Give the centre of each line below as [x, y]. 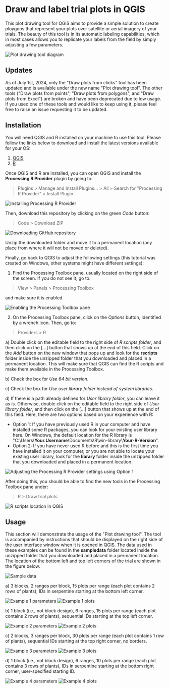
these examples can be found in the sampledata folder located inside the [81, 550]
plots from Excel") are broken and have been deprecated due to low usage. [83, 98]
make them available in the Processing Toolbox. [55, 369]
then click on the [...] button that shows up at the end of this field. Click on [82, 347]
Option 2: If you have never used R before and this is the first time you [85, 446]
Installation [23, 125]
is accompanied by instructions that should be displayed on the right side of [84, 540]
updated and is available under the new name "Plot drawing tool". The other [84, 88]
